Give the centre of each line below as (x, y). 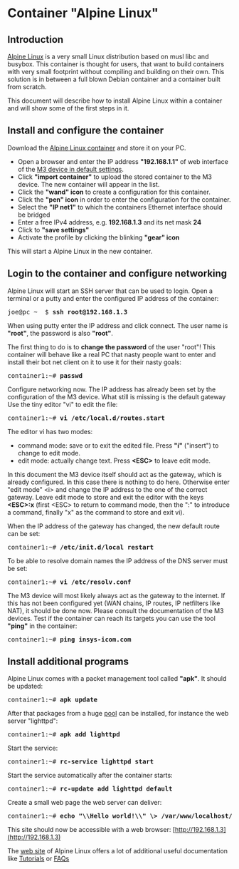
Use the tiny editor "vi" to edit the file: (63, 404)
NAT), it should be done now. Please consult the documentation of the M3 (116, 610)
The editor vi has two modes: (50, 431)
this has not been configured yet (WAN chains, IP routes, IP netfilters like (114, 603)
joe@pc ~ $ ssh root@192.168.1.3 (68, 312)
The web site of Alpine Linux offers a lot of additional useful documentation (118, 851)
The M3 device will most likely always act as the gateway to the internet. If (116, 595)
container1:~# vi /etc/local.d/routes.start (86, 418)
